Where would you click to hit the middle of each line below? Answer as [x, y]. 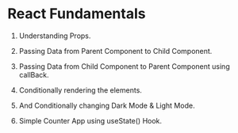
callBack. [34, 74]
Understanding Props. [55, 36]
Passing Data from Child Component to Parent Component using [125, 66]
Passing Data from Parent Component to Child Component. [115, 51]
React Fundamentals [77, 14]
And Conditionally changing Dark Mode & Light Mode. [107, 105]
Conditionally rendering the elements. [80, 90]
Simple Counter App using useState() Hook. [90, 120]
